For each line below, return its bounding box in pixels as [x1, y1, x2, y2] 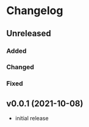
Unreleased [6, 28, 52, 39]
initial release [15, 115, 49, 122]
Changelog [6, 4, 63, 18]
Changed [6, 63, 35, 71]
